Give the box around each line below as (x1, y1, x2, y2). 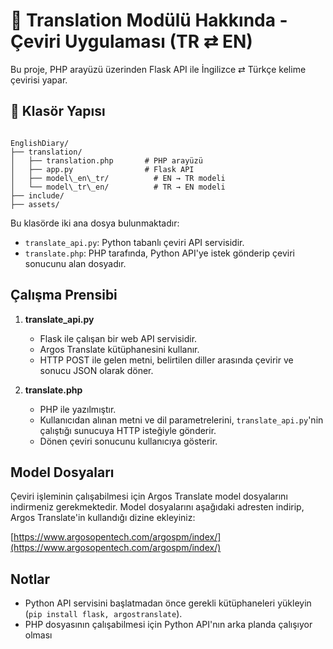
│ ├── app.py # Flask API (10, 164, 195, 174)
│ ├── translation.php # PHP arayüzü (10, 155, 203, 166)
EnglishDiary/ (10, 138, 70, 148)
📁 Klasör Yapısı (10, 103, 106, 120)
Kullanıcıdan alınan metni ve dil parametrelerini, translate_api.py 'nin (39, 414, 324, 426)
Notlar (10, 570, 51, 588)
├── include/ (10, 190, 65, 201)
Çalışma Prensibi (10, 287, 118, 304)
